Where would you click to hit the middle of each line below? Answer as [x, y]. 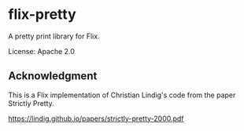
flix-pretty [42, 15]
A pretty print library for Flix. [54, 36]
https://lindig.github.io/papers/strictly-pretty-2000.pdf [96, 118]
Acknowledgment [53, 76]
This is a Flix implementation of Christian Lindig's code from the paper [122, 95]
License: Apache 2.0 [41, 51]
